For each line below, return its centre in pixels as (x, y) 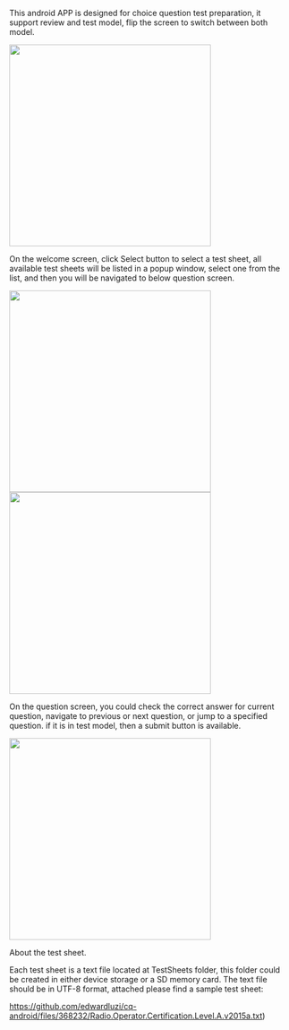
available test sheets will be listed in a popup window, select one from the (144, 268)
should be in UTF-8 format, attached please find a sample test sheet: (136, 989)
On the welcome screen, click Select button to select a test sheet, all (136, 259)
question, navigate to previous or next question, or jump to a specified (139, 716)
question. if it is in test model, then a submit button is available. (125, 726)
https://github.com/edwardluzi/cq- (73, 1006)
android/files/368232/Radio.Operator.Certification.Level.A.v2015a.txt (136, 1016)
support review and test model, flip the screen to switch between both (139, 22)
